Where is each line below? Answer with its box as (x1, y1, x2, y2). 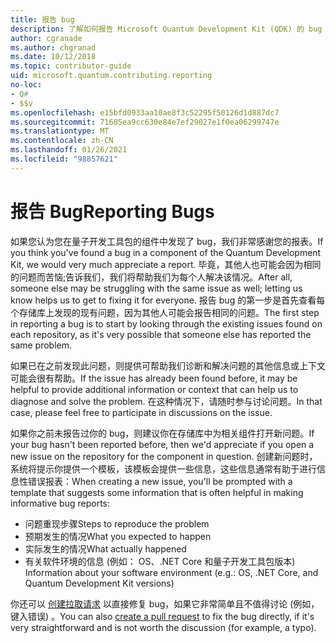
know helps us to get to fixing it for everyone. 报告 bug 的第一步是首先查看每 (10, 294, 326, 306)
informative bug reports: (10, 497, 111, 509)
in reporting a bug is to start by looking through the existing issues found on (10, 317, 323, 330)
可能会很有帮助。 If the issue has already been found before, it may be (10, 372, 298, 384)
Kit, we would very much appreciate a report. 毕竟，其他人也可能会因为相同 (10, 258, 322, 270)
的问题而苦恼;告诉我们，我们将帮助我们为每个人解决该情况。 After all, (10, 271, 293, 283)
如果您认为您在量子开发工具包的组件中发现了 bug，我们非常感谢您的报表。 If (10, 235, 324, 247)
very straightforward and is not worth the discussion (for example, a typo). (10, 621, 317, 633)
